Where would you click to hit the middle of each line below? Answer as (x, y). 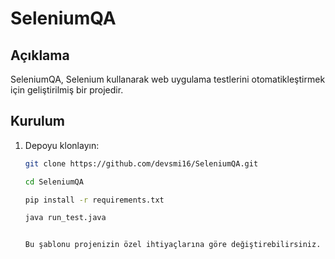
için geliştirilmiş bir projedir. (67, 90)
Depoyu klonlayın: (62, 145)
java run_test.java (65, 218)
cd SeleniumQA (54, 182)
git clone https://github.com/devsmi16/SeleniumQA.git (141, 163)
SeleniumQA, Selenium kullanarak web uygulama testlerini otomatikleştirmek (168, 79)
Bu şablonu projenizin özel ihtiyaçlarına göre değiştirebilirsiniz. (173, 245)
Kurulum (38, 121)
